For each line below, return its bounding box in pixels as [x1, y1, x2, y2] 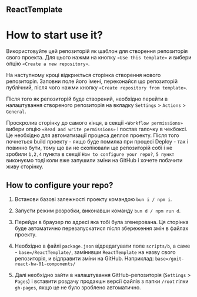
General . [6, 108, 26, 115]
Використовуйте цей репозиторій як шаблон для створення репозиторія [6, 48, 188, 55]
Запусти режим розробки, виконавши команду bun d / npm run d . [14, 207, 181, 214]
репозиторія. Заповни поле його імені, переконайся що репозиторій [6, 78, 178, 85]
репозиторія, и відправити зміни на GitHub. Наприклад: [14, 255, 154, 262]
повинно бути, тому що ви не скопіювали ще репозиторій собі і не [6, 144, 173, 152]
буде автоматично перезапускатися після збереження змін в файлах [14, 225, 189, 232]
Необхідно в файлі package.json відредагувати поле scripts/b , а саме [14, 242, 191, 249]
